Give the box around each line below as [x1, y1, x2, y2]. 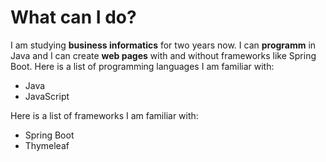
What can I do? [10, 6, 137, 29]
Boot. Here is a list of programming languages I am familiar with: [10, 60, 275, 72]
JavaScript [24, 90, 70, 102]
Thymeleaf [24, 139, 70, 151]
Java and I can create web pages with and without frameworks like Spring [10, 49, 317, 61]
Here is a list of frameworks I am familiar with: [10, 109, 199, 121]
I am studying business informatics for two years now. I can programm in [10, 39, 317, 51]
